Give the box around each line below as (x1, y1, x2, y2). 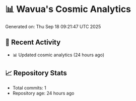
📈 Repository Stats (5, 69, 67, 77)
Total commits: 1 (12, 84, 46, 90)
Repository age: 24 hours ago (12, 90, 75, 96)
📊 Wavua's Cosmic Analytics (5, 4, 131, 15)
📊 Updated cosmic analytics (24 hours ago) (12, 52, 105, 58)
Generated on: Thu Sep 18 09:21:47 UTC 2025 (5, 23, 101, 30)
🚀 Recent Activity (5, 38, 61, 47)
